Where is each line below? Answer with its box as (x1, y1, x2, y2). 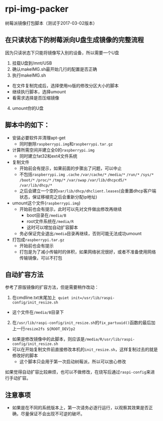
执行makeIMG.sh (12, 72, 46, 78)
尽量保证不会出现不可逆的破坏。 (20, 411, 85, 417)
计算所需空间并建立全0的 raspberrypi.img (12, 147, 95, 153)
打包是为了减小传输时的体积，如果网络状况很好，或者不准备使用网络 (19, 249, 156, 255)
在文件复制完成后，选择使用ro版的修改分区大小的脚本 (12, 82, 119, 88)
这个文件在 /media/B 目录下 (12, 309, 64, 315)
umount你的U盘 (12, 105, 44, 111)
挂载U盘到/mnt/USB (12, 60, 52, 66)
